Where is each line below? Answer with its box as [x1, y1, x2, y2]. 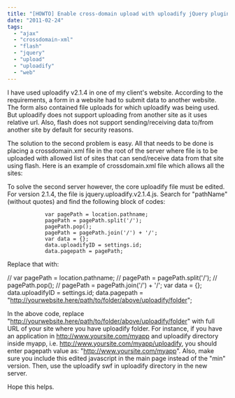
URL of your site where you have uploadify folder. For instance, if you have [7, 324, 222, 333]
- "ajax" [13, 29, 39, 37]
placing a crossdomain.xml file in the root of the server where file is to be [7, 146, 218, 155]
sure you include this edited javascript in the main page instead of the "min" [7, 354, 226, 362]
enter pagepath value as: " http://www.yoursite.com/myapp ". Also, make [7, 346, 215, 355]
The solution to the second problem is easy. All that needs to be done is [7, 139, 214, 147]
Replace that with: [7, 260, 59, 268]
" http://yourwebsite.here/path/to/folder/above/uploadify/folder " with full [7, 317, 215, 325]
